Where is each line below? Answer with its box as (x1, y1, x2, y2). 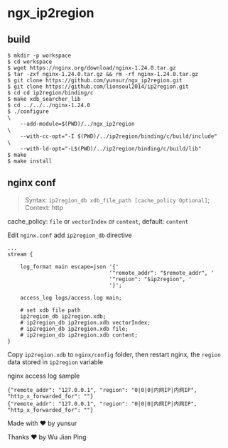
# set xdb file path (20, 307, 81, 314)
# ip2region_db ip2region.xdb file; (20, 325, 129, 332)
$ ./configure (7, 108, 50, 115)
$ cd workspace (7, 58, 53, 65)
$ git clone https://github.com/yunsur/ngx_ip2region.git (7, 77, 183, 84)
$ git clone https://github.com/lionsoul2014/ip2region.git (7, 83, 190, 90)
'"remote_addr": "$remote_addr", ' (109, 269, 215, 276)
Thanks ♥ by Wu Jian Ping (7, 432, 87, 441)
